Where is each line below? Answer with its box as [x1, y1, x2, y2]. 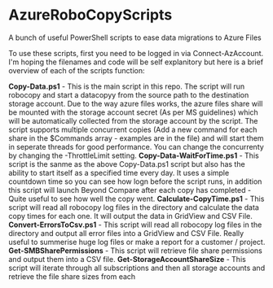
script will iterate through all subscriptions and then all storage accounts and [8, 263, 266, 273]
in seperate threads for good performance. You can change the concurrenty [8, 142, 265, 151]
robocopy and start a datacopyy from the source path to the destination [8, 89, 249, 99]
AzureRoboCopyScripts [8, 6, 173, 24]
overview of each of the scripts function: [8, 65, 145, 75]
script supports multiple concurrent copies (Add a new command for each [8, 124, 258, 134]
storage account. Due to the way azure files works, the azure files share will [8, 98, 263, 108]
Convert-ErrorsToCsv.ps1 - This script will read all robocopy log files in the [8, 220, 262, 229]
